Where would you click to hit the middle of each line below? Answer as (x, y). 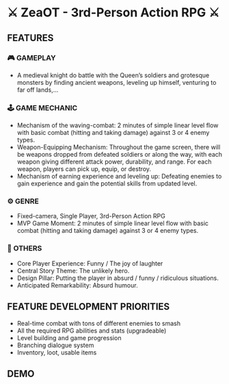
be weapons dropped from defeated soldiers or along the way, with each (120, 155)
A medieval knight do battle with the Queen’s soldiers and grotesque (113, 75)
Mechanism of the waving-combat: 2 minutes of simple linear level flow (118, 125)
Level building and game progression (69, 337)
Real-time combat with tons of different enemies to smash (99, 323)
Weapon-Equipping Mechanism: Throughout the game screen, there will (119, 147)
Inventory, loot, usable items (57, 352)
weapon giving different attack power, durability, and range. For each (114, 162)
